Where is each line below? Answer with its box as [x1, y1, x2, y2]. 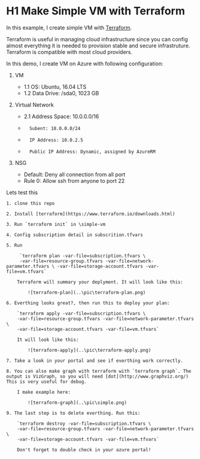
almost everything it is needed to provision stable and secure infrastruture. [6, 42, 190, 49]
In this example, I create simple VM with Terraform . [6, 24, 132, 31]
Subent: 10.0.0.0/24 [29, 125, 81, 131]
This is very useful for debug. [6, 379, 87, 385]
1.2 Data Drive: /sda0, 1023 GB [23, 89, 99, 96]
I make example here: [17, 389, 71, 395]
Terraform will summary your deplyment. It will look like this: [17, 279, 184, 285]
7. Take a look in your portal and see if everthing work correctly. [6, 358, 184, 364]
